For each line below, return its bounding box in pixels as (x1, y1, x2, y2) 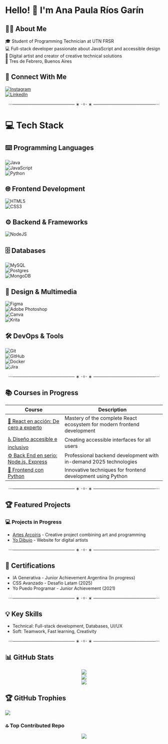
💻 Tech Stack (5, 120, 64, 131)
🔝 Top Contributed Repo (5, 722, 65, 729)
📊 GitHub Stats (5, 653, 54, 662)
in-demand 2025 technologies (64, 458, 137, 465)
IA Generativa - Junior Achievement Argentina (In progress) (12, 575, 135, 581)
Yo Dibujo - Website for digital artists (12, 537, 88, 543)
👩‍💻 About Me (5, 25, 47, 33)
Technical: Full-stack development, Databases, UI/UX (12, 623, 122, 629)
